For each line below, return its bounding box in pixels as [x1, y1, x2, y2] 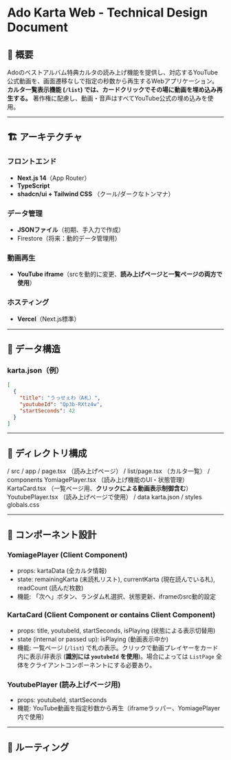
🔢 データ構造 [7, 343, 60, 354]
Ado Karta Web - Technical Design [7, 5, 208, 21]
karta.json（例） [7, 366, 63, 375]
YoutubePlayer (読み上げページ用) [7, 680, 121, 690]
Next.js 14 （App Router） [16, 174, 91, 182]
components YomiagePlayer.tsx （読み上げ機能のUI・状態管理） [7, 476, 188, 484]
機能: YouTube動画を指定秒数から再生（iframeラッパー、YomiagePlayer [16, 704, 221, 712]
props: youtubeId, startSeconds [16, 696, 107, 704]
